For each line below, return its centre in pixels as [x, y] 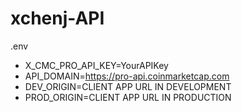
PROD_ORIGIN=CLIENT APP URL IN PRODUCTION [128, 97]
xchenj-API [57, 18]
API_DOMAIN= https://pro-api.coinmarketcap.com [127, 76]
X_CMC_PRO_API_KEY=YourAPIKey [96, 65]
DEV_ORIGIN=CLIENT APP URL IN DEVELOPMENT [128, 86]
